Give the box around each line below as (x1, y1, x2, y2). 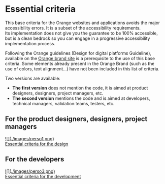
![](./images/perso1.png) (5, 135, 54, 141)
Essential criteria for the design (5, 141, 68, 147)
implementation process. (5, 40, 56, 46)
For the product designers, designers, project (5, 115, 148, 123)
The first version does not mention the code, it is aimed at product (12, 85, 148, 91)
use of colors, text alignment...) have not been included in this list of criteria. (5, 65, 160, 72)
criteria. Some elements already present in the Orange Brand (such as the (5, 61, 155, 66)
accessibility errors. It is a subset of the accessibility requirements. (5, 25, 141, 31)
